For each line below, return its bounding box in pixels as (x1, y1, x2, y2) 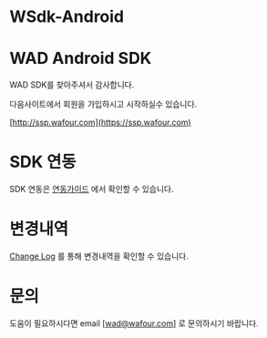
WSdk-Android (9, 6, 125, 27)
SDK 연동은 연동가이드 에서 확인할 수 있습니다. (9, 184, 175, 195)
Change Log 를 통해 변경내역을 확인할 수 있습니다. (9, 251, 189, 261)
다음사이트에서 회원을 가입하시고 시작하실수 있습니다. (9, 98, 198, 110)
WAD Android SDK (9, 48, 152, 69)
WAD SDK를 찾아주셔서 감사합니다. (9, 79, 135, 90)
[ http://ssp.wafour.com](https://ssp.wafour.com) (9, 117, 191, 128)
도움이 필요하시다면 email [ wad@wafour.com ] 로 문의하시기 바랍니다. (9, 317, 259, 329)
